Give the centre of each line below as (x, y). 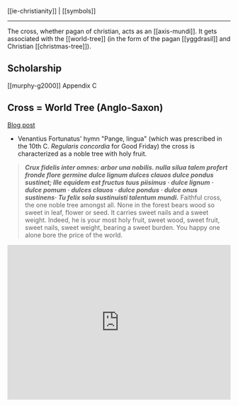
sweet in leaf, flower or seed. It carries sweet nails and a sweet (117, 212)
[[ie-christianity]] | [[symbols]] (52, 11)
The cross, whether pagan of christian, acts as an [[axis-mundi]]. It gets (112, 31)
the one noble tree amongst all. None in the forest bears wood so (119, 204)
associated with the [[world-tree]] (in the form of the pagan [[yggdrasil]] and (119, 39)
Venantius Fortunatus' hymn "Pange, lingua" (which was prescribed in (120, 139)
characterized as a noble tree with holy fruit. (82, 153)
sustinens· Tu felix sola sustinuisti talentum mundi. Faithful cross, (123, 197)
